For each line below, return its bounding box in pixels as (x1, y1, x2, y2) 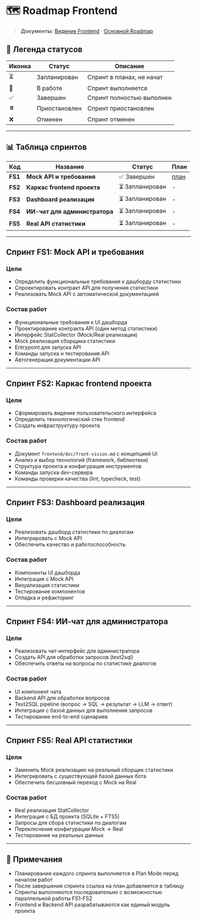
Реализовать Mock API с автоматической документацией (14, 291, 159, 298)
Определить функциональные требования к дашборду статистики (14, 278, 181, 285)
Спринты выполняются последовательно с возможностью (14, 889, 162, 896)
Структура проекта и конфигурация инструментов (14, 462, 142, 469)
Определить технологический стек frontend (14, 416, 125, 423)
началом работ (14, 876, 53, 884)
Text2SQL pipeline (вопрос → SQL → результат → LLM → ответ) (14, 700, 173, 707)
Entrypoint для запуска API (14, 344, 81, 351)
